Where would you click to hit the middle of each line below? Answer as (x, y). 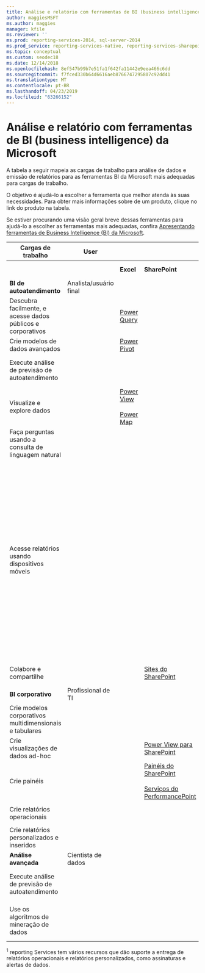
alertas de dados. (28, 965)
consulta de (26, 447)
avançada (24, 863)
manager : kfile (26, 29)
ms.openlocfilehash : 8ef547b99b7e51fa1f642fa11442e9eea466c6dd (88, 69)
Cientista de (84, 855)
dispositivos (27, 564)
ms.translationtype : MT (37, 80)
